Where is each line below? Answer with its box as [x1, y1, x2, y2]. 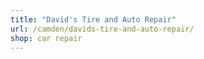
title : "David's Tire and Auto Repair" [10, 14, 177, 25]
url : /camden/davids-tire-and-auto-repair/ [10, 24, 195, 34]
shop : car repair [10, 33, 83, 43]
